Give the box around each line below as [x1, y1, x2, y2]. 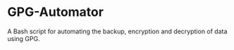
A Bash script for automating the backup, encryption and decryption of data [7, 27, 228, 35]
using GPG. [7, 34, 40, 42]
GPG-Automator [7, 4, 104, 20]
